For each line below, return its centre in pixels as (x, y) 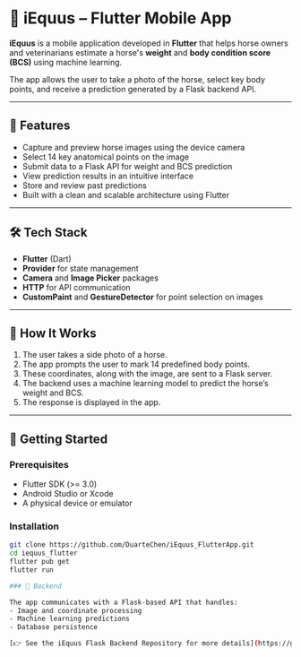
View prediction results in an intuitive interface (108, 176)
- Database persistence (54, 627)
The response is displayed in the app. (91, 402)
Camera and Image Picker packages (90, 278)
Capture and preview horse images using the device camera (133, 147)
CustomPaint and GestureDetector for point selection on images (143, 297)
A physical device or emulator (77, 503)
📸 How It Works (53, 333)
